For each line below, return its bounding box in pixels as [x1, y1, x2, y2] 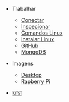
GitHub [20, 42, 39, 49]
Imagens [11, 60, 34, 67]
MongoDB [20, 48, 46, 55]
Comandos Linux [20, 29, 63, 36]
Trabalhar [11, 5, 36, 12]
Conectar [20, 17, 44, 23]
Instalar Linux [20, 36, 55, 42]
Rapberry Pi [20, 78, 50, 85]
